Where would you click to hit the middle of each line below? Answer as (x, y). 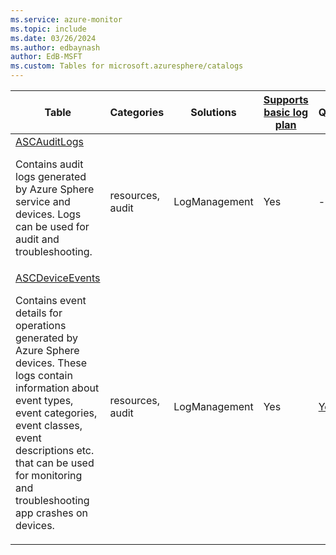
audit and (37, 239)
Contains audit (49, 164)
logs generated (51, 176)
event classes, (49, 425)
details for (39, 313)
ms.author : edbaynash (55, 47)
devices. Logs (48, 214)
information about (57, 388)
